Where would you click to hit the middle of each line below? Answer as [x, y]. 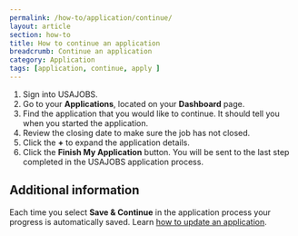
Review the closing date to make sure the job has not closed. [136, 133]
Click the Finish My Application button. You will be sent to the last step [156, 152]
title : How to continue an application [85, 43]
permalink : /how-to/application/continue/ [91, 18]
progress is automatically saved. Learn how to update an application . [139, 221]
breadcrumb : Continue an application [81, 52]
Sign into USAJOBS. [60, 94]
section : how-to [40, 34]
